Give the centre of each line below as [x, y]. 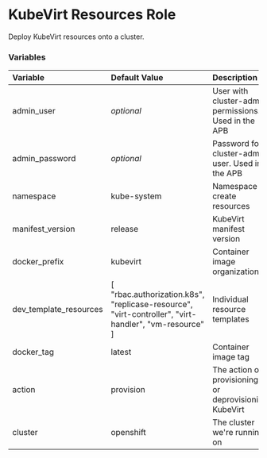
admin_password [44, 159]
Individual [230, 299]
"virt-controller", [142, 314]
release [125, 229]
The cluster [233, 422]
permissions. [236, 111]
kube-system [136, 196]
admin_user [34, 111]
